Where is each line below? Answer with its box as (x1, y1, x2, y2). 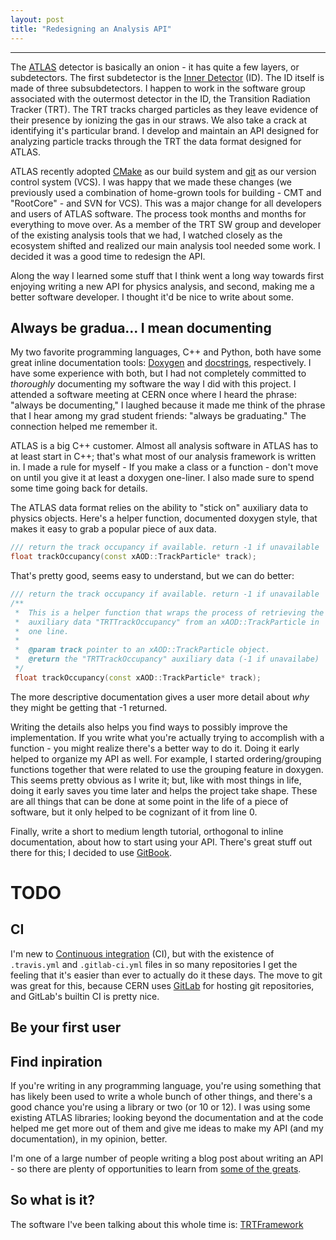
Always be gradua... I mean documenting (10, 319, 272, 336)
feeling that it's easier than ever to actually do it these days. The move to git (10, 969, 323, 981)
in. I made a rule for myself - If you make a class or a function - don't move (10, 461, 319, 473)
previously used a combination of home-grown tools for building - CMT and (10, 186, 322, 198)
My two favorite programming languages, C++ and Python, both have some (10, 346, 322, 358)
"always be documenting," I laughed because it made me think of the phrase (10, 399, 326, 411)
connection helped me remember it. (10, 421, 158, 433)
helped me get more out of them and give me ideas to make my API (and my (10, 1122, 324, 1135)
